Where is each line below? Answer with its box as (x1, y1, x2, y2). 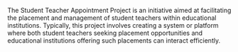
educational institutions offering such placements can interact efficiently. (7, 36, 221, 45)
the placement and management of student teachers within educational (7, 14, 217, 22)
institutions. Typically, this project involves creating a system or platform (7, 21, 219, 29)
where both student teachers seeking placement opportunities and (7, 28, 203, 37)
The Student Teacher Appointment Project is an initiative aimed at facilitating (7, 6, 232, 14)
